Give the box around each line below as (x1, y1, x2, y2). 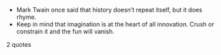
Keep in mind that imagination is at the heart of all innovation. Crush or (16, 20, 214, 28)
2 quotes (6, 41, 31, 48)
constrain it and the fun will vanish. (16, 27, 115, 35)
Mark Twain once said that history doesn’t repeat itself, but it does (16, 6, 203, 14)
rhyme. (16, 13, 37, 21)
